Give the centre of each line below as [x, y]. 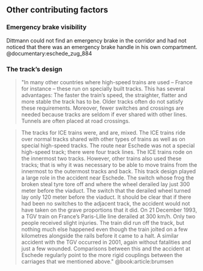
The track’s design [34, 69]
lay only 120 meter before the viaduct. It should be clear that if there [106, 197]
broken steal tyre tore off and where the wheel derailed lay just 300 [105, 184]
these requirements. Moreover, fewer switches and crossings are [102, 108]
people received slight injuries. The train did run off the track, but [103, 222]
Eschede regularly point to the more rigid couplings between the [102, 255]
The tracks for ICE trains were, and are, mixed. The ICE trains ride [103, 132]
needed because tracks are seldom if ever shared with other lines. [104, 114]
